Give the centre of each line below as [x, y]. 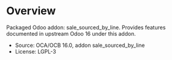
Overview [31, 11]
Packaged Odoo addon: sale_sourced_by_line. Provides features [86, 27]
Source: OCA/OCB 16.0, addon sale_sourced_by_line [80, 45]
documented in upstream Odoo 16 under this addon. [71, 33]
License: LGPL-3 [35, 51]
